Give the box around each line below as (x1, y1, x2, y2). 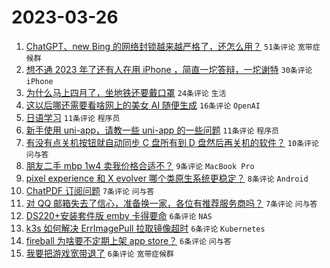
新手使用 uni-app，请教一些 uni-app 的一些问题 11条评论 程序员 (25, 124, 279, 136)
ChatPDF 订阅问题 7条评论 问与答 (25, 184, 155, 196)
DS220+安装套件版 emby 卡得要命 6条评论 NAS (25, 209, 213, 221)
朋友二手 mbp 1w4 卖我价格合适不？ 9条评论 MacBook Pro (25, 159, 255, 171)
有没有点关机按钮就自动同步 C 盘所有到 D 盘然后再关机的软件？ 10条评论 (25, 136, 319, 148)
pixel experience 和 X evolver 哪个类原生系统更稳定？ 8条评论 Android (25, 172, 309, 184)
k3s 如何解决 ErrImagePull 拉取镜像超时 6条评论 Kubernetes (25, 222, 266, 234)
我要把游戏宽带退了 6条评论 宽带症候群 (25, 247, 174, 259)
